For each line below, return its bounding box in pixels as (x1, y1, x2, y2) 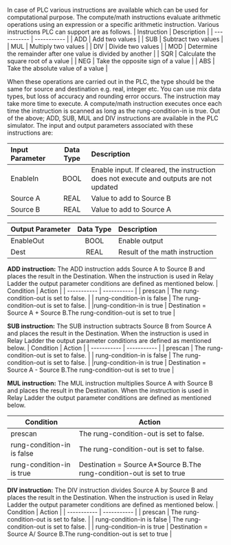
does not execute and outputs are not (91, 174, 212, 183)
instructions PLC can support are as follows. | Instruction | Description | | (7, 27, 213, 36)
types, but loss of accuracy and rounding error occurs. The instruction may (7, 92, 220, 100)
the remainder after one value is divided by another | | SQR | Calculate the (7, 49, 217, 58)
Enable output (118, 236, 164, 245)
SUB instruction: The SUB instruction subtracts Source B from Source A (7, 322, 212, 330)
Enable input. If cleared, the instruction (91, 165, 216, 175)
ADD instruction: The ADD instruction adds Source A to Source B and (7, 265, 206, 273)
